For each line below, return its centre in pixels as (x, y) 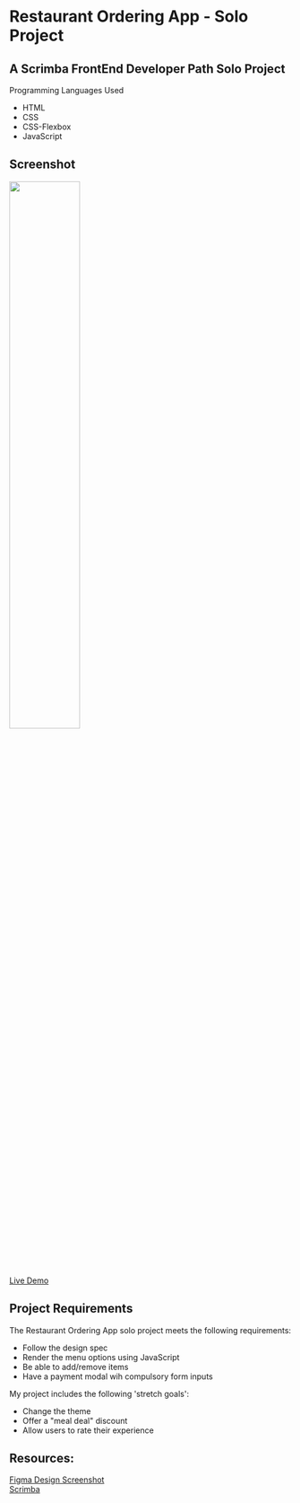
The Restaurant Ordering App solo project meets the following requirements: (150, 1330)
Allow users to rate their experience (88, 1430)
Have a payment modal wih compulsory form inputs (117, 1376)
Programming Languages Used (67, 90)
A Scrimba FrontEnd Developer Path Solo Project (147, 69)
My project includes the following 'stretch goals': (99, 1393)
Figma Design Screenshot (57, 1480)
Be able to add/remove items (75, 1367)
